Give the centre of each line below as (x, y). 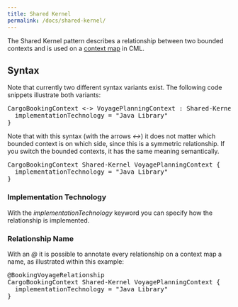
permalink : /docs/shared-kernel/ (57, 21)
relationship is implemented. (49, 220)
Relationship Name (41, 238)
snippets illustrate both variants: (54, 95)
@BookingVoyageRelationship (56, 275)
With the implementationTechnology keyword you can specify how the (110, 213)
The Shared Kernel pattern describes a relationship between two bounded (115, 40)
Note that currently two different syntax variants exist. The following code (115, 88)
